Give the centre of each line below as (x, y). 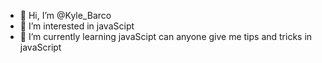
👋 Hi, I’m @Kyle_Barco (65, 15)
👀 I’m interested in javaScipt (77, 26)
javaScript (40, 47)
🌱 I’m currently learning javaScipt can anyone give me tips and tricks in (166, 36)
